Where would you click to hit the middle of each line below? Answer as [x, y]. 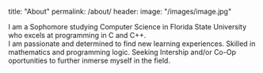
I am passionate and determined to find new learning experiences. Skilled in [132, 44]
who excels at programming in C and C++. [77, 35]
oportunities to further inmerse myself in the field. [89, 60]
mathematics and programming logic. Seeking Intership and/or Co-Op [122, 52]
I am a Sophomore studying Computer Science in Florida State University [128, 27]
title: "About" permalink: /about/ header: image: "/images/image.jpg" [120, 12]
